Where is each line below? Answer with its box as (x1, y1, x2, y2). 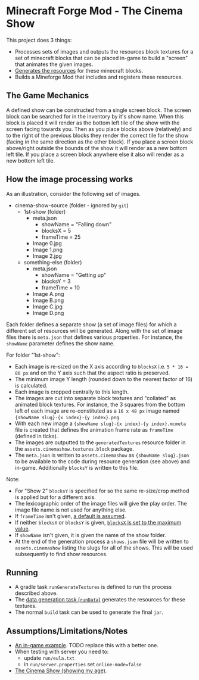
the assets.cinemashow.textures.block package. (14, 445, 134, 452)
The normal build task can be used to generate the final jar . (14, 609, 164, 616)
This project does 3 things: (6, 36, 72, 43)
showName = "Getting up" (41, 271, 107, 278)
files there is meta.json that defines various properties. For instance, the (6, 333, 183, 341)
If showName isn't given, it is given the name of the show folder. (14, 531, 167, 538)
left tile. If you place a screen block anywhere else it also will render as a (6, 151, 184, 158)
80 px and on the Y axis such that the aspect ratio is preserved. (14, 369, 170, 376)
